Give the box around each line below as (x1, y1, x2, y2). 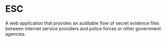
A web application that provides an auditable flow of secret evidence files (5, 20, 159, 26)
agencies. (5, 31, 26, 37)
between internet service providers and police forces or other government (5, 25, 161, 31)
